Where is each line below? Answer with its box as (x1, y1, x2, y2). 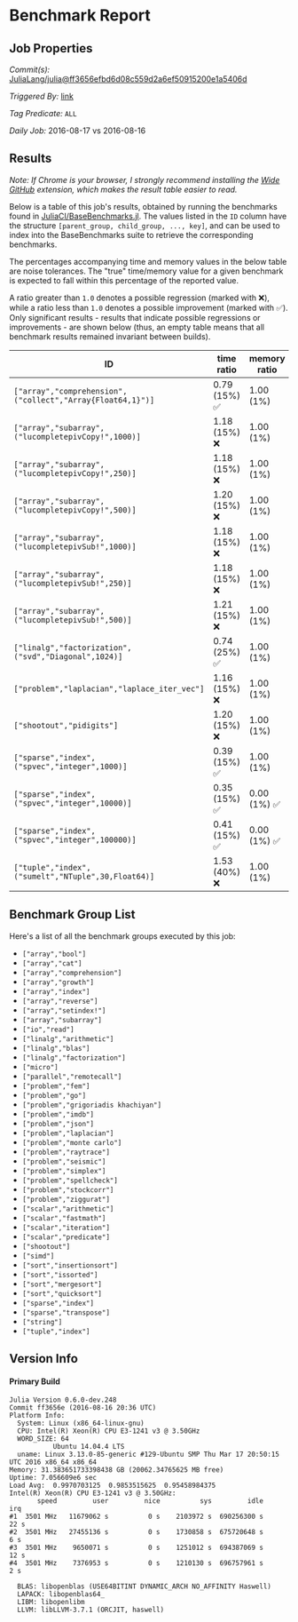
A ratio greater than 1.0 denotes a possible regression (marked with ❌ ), (9, 292, 271, 303)
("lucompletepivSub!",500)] (13, 615, 132, 624)
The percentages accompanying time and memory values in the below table (9, 256, 287, 266)
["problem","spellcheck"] (21, 1176, 118, 1185)
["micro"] (21, 1062, 59, 1071)
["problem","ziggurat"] (21, 1195, 111, 1204)
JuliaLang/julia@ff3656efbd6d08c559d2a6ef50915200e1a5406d (9, 74, 247, 84)
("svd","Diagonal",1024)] (13, 651, 123, 662)
